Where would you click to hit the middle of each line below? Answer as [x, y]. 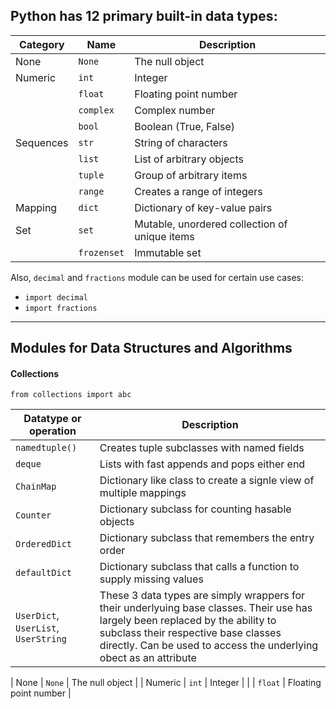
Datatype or [52, 419]
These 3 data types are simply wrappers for [202, 596]
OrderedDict [44, 544]
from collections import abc [71, 395]
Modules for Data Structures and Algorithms [151, 348]
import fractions [61, 308]
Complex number [175, 110]
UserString [41, 639]
